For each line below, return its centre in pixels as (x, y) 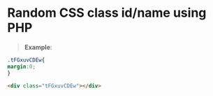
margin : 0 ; (22, 67)
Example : (38, 47)
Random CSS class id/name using (107, 13)
